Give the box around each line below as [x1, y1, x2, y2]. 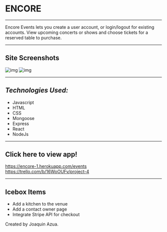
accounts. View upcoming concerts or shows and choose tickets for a [5, 29, 148, 35]
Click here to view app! [5, 150, 78, 158]
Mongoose [12, 115, 35, 121]
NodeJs [12, 131, 29, 137]
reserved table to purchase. [5, 34, 62, 40]
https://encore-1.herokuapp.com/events [5, 163, 87, 169]
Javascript [12, 99, 34, 105]
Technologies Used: [5, 86, 69, 95]
